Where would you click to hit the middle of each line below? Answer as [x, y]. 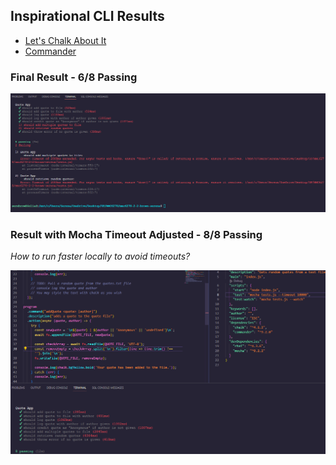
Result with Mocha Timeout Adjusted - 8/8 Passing [136, 234]
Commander [50, 51]
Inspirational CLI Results [87, 16]
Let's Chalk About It [65, 40]
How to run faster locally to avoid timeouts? [100, 256]
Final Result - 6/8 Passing [74, 77]
